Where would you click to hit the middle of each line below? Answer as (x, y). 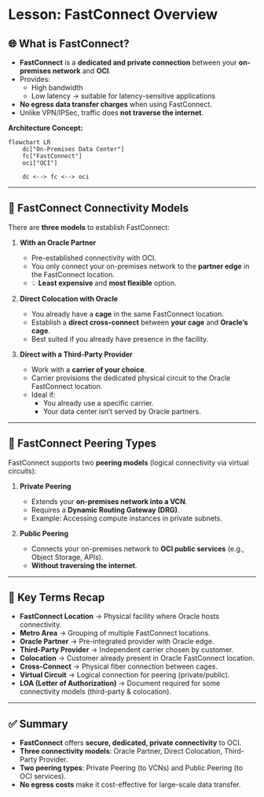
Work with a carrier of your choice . (89, 369)
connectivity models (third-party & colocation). (95, 691)
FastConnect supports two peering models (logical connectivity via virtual (128, 462)
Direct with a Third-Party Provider (76, 354)
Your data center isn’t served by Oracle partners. (122, 411)
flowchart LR (29, 143)
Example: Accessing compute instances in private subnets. (126, 518)
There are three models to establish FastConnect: (89, 227)
